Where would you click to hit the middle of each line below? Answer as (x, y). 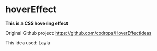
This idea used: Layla (28, 43)
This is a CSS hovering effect (37, 23)
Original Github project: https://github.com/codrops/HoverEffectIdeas (78, 33)
